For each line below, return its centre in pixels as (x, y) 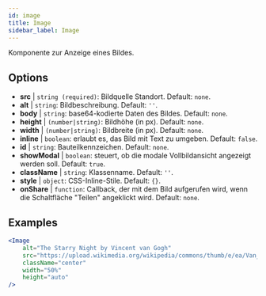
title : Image (30, 23)
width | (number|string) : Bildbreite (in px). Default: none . (112, 131)
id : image (25, 15)
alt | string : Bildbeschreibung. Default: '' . (89, 105)
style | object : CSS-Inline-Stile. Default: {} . (90, 181)
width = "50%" (42, 270)
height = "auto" (46, 278)
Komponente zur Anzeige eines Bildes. (71, 53)
